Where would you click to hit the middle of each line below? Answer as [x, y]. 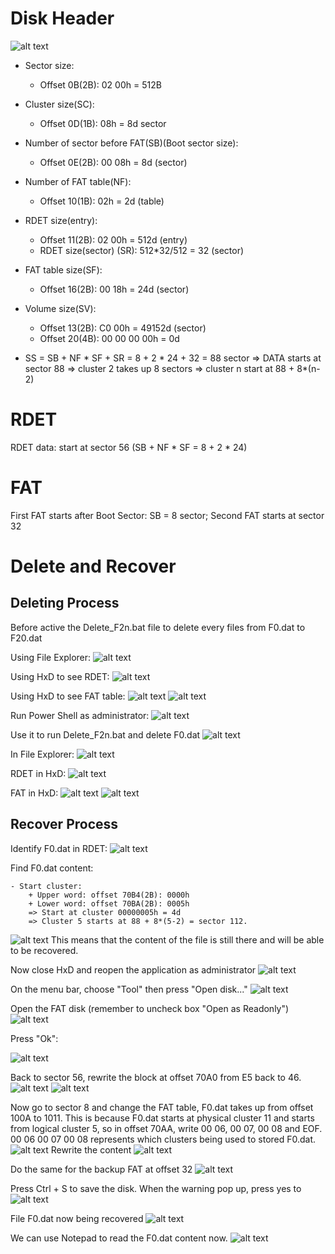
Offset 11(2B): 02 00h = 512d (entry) [113, 239]
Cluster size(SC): [59, 104]
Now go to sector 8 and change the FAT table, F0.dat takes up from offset [162, 1107]
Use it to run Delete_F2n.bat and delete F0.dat [105, 734]
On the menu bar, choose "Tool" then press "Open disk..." [129, 989]
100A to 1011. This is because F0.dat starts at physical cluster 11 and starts [162, 1118]
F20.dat [26, 638]
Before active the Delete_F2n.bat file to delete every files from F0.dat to [158, 627]
